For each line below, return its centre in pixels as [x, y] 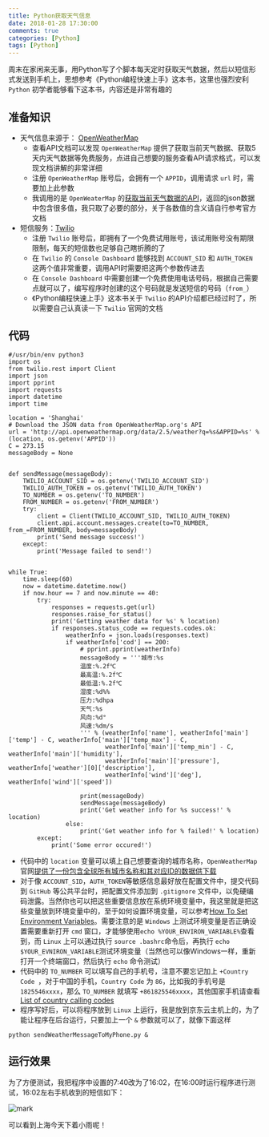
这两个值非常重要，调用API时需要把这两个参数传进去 [118, 268]
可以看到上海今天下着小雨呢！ [57, 1125]
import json [28, 376]
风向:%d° [93, 717]
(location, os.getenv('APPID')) [62, 439]
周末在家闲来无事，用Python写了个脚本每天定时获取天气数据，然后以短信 [129, 70]
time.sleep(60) [48, 579]
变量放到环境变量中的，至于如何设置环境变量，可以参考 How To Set [137, 911]
